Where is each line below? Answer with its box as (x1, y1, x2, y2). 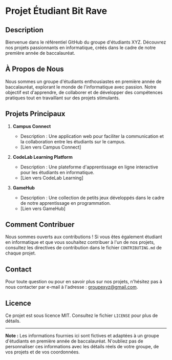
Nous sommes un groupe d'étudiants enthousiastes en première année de (5, 78, 162, 84)
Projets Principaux (5, 110, 66, 118)
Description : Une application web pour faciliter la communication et (20, 133, 164, 139)
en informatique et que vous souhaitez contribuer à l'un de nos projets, (5, 239, 155, 245)
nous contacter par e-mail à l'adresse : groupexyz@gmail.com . (5, 284, 138, 290)
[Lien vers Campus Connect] (20, 144, 81, 150)
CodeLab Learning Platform (12, 154, 73, 160)
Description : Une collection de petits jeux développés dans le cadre (20, 195, 165, 201)
